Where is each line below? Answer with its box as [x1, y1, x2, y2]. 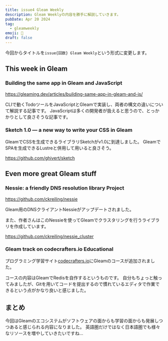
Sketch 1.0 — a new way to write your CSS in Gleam [5, 126, 133, 133]
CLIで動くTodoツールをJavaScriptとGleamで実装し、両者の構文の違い [5, 101, 150, 107]
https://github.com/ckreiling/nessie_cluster [5, 233, 94, 239]
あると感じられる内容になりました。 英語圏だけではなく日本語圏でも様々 [9, 324, 160, 330]
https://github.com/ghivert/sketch [5, 155, 75, 161]
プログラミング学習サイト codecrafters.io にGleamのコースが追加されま [5, 258, 151, 264]
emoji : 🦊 [5, 31, 24, 36]
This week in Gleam [5, 65, 68, 73]
